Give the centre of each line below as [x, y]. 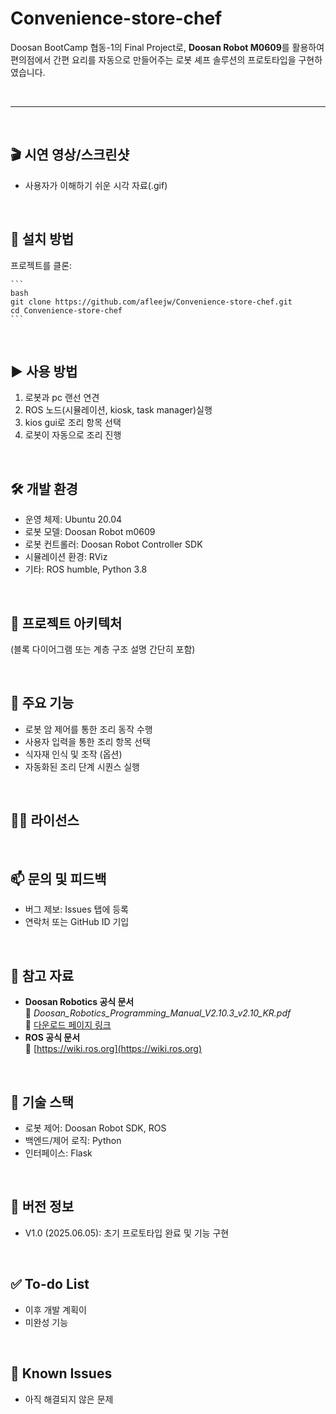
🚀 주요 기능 [42, 703]
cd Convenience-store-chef [66, 310]
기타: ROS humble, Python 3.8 [86, 569]
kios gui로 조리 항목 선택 [73, 423]
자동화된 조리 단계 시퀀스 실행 [82, 766]
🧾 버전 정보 [42, 1207]
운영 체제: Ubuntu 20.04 [73, 519]
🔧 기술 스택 [42, 1102]
